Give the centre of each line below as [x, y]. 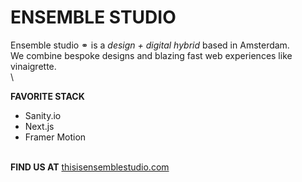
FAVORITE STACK [47, 96]
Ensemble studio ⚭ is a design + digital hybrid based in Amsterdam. [150, 45]
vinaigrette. [33, 66]
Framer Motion [55, 137]
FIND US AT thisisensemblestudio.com [90, 167]
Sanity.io [43, 115]
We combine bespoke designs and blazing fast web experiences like [151, 55]
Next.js [39, 126]
